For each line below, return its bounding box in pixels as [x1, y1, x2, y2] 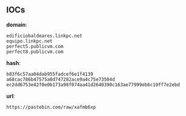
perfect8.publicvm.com [6, 49, 64, 55]
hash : [6, 59, 21, 66]
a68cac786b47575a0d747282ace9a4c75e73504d [6, 76, 115, 83]
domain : [6, 21, 27, 28]
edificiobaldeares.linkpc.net [6, 33, 83, 39]
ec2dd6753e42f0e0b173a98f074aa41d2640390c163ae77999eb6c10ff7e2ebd [6, 81, 181, 87]
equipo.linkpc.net [6, 38, 53, 44]
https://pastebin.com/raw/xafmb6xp [6, 104, 96, 110]
